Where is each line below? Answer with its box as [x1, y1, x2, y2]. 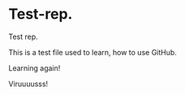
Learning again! [8, 63, 61, 73]
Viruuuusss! [8, 79, 49, 89]
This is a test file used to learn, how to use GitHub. [8, 47, 177, 57]
